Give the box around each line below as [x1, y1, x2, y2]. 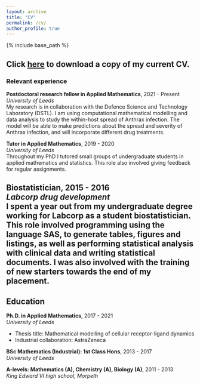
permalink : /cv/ [6, 20, 47, 26]
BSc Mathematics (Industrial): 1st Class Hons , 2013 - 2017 [6, 348, 152, 355]
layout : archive [6, 8, 47, 15]
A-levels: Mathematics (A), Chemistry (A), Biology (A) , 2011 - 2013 [6, 366, 174, 373]
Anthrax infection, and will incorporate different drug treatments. [6, 128, 165, 135]
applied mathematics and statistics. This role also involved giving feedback [6, 159, 191, 166]
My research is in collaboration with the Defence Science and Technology [6, 103, 188, 110]
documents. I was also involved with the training [6, 257, 190, 267]
